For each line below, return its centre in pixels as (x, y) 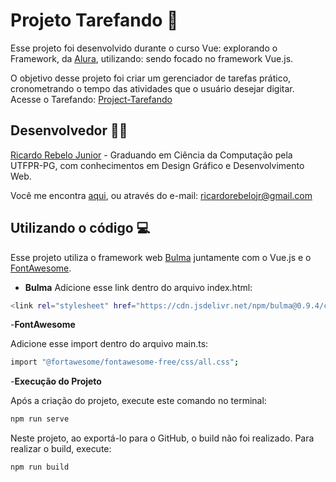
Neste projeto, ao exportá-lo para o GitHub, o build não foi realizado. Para (162, 438)
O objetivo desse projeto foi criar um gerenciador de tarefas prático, (151, 78)
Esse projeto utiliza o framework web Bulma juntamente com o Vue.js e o (161, 257)
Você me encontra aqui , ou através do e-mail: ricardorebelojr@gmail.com (161, 195)
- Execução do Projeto (56, 381)
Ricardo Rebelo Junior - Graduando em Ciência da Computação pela (151, 155)
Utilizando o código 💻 (80, 228)
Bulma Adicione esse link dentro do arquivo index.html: (138, 287)
